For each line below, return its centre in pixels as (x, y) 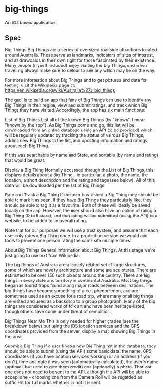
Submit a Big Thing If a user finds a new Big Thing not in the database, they (81, 346)
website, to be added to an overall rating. (46, 220)
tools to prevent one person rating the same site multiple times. (68, 240)
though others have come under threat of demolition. (58, 311)
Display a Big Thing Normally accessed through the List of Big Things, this (80, 170)
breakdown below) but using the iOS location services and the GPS (72, 326)
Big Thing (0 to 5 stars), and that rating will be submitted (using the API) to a (81, 216)
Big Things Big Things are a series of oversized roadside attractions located (81, 49)
